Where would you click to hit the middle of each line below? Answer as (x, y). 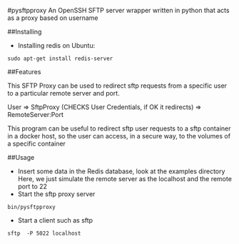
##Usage (21, 157)
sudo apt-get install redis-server (60, 59)
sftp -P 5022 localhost (44, 233)
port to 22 (32, 186)
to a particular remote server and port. (63, 93)
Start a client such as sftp (55, 220)
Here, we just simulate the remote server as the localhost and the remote (124, 179)
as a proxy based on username (53, 18)
